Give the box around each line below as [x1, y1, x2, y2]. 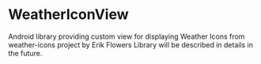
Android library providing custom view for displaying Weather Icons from [8, 32, 245, 41]
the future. [8, 48, 43, 58]
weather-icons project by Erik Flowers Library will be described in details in [8, 40, 254, 49]
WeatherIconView [8, 6, 129, 24]
